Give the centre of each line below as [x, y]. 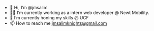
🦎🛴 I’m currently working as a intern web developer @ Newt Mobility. [79, 13]
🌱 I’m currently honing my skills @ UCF [49, 18]
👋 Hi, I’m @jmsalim [29, 8]
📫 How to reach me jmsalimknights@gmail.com [58, 23]
